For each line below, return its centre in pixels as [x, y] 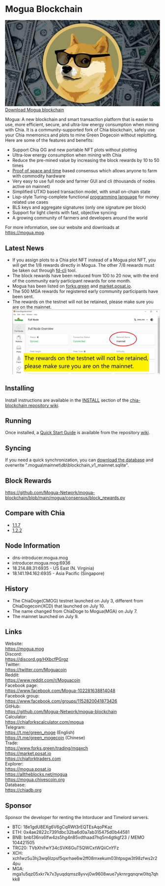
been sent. [23, 297]
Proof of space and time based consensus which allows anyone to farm [84, 171]
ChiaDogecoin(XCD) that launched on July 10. [58, 606]
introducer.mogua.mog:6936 [41, 563]
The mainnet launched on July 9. [45, 616]
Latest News [25, 248]
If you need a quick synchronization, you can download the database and [79, 460]
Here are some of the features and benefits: [49, 140]
